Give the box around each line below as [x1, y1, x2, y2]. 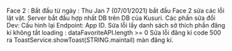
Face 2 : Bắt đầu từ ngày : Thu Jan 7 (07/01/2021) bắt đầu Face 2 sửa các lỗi [6, 7, 225, 14]
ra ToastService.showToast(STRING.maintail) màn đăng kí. [6, 36, 174, 44]
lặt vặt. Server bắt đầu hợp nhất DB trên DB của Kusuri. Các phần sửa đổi [6, 14, 216, 22]
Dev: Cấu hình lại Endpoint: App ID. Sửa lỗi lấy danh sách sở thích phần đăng [6, 21, 226, 29]
